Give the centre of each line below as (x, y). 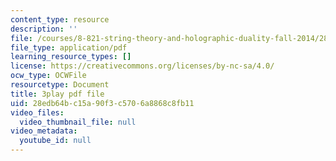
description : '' (44, 29)
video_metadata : (44, 131)
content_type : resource (60, 19)
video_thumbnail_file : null (78, 122)
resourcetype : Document (60, 85)
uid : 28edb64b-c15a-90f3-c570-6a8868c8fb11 (102, 103)
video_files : (37, 112)
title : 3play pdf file (57, 94)
